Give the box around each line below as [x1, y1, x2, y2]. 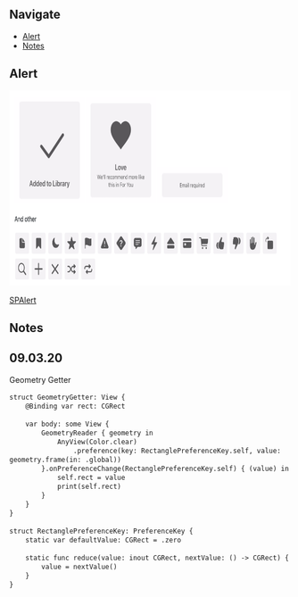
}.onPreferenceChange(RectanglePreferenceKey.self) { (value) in [41, 464, 290, 473]
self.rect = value [56, 473, 126, 482]
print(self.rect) [56, 482, 122, 491]
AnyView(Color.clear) [56, 437, 138, 446]
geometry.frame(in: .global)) [9, 455, 122, 464]
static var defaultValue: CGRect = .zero [25, 535, 181, 544]
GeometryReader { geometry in [41, 428, 153, 437]
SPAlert [9, 294, 37, 305]
